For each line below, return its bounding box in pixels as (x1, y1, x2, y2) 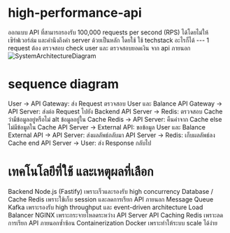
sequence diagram (8, 76, 120, 92)
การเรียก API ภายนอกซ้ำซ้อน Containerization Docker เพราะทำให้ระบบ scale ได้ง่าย (8, 218, 217, 227)
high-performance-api (8, 5, 142, 21)
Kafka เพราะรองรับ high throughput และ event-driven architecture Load (8, 203, 203, 211)
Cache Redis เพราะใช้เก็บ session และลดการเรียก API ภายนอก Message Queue (8, 195, 214, 204)
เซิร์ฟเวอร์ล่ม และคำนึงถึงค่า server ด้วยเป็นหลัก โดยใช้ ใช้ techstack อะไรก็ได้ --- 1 (8, 36, 210, 44)
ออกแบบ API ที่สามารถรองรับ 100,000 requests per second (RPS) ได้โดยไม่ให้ (8, 28, 209, 36)
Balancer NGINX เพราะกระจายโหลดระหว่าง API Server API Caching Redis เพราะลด (8, 211, 223, 219)
